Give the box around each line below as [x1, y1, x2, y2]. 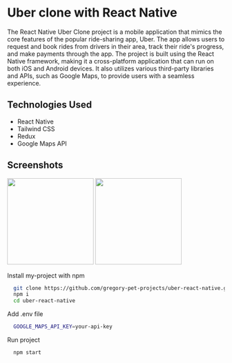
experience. [7, 79, 41, 87]
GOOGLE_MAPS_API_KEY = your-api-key [13, 323, 113, 331]
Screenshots [7, 159, 64, 171]
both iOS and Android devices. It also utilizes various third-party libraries [7, 64, 214, 72]
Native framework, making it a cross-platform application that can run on [7, 57, 214, 65]
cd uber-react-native [13, 297, 76, 304]
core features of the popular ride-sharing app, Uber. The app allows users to [7, 35, 225, 43]
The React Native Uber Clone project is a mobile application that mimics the [7, 28, 222, 36]
